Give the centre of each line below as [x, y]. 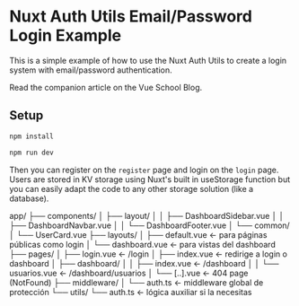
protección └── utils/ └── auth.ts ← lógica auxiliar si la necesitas [131, 292]
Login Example [66, 35]
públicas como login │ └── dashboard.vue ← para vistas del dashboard [142, 244]
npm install [31, 136]
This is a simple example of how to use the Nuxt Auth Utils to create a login [148, 60]
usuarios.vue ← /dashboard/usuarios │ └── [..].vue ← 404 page [129, 273]
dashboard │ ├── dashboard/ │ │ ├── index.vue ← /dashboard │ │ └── [144, 263]
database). [29, 198]
